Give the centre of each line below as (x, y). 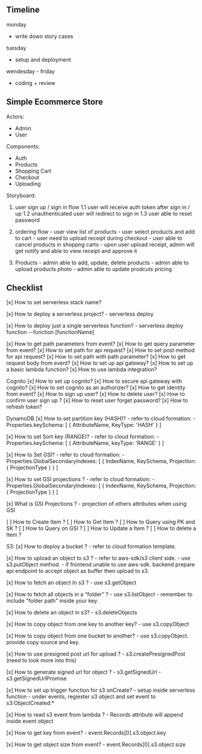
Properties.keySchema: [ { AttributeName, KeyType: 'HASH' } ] (84, 425)
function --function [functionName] (50, 332)
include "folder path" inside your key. (52, 601)
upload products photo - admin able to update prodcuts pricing (93, 269)
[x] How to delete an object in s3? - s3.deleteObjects (72, 613)
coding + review (35, 83)
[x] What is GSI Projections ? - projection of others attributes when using (96, 504)
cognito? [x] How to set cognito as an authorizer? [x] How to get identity (96, 388)
